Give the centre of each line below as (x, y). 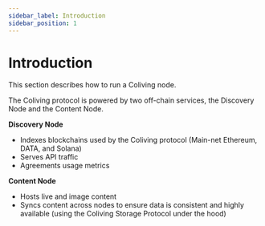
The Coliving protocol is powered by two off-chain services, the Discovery (131, 100)
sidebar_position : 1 (43, 23)
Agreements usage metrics (65, 166)
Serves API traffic (49, 157)
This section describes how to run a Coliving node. (92, 85)
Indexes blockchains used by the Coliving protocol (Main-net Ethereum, (139, 140)
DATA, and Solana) (51, 148)
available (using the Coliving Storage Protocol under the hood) (123, 214)
